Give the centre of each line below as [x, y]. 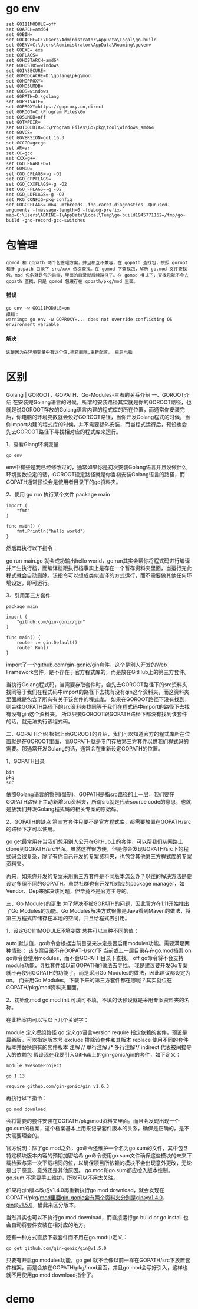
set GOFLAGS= [22, 55]
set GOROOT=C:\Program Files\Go [46, 112]
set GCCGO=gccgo [26, 143]
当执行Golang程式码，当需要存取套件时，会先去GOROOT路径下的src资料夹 [97, 685]
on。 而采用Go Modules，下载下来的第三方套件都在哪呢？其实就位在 [89, 980]
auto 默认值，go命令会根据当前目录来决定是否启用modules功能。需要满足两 [98, 943]
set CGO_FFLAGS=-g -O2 [34, 189]
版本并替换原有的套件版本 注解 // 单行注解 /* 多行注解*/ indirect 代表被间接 [96, 1047]
